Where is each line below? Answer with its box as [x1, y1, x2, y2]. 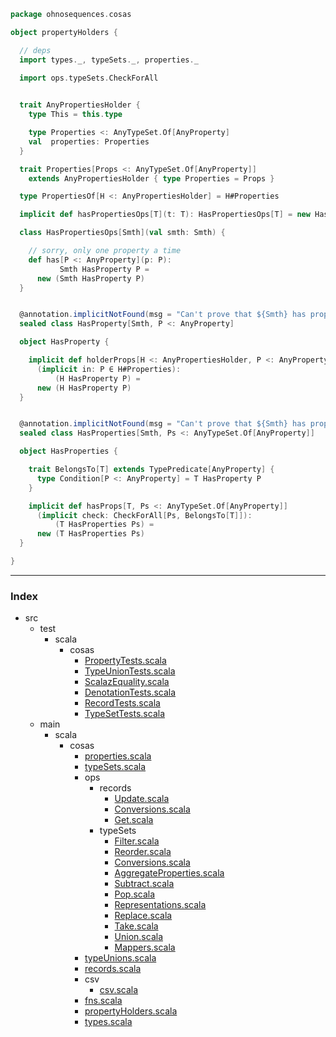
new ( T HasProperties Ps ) [36, 529, 145, 539]
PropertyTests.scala [84, 655, 167, 667]
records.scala [84, 963, 142, 975]
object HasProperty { [19, 337, 110, 347]
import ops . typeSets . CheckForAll [19, 73, 159, 84]
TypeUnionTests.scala [84, 665, 176, 677]
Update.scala [114, 793, 170, 805]
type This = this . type [28, 110, 123, 120]
